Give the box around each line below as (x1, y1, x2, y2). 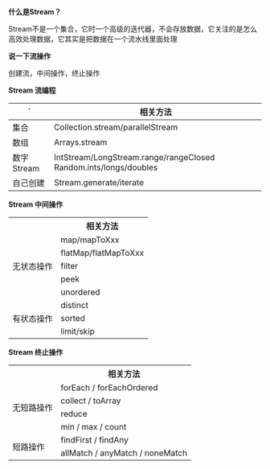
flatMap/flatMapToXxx (60, 248, 145, 258)
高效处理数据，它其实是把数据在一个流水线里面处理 (8, 35, 178, 43)
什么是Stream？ (8, 7, 62, 16)
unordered (60, 286, 100, 298)
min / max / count (60, 422, 127, 432)
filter (60, 261, 79, 271)
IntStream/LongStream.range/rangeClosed (53, 152, 215, 163)
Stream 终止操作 (8, 348, 63, 356)
